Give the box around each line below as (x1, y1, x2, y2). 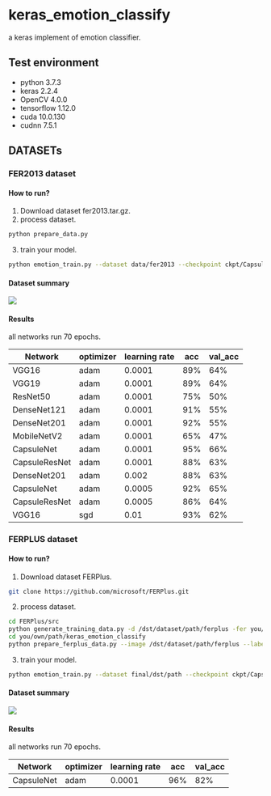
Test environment (8, 56, 99, 70)
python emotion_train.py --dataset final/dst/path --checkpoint (8, 670, 229, 679)
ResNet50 (12, 391, 51, 402)
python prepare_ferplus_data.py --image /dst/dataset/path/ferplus (8, 641, 240, 649)
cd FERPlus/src (8, 617, 60, 626)
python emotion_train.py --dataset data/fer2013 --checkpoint (8, 260, 222, 269)
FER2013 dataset (8, 168, 77, 180)
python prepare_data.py (8, 231, 89, 239)
